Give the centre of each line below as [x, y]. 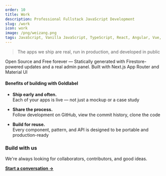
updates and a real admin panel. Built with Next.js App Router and [92, 67]
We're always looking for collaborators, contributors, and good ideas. [76, 159]
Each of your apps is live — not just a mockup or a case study [76, 100]
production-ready [30, 135]
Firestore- [137, 61]
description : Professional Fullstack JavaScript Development [70, 19]
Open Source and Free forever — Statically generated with [65, 61]
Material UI [16, 72]
